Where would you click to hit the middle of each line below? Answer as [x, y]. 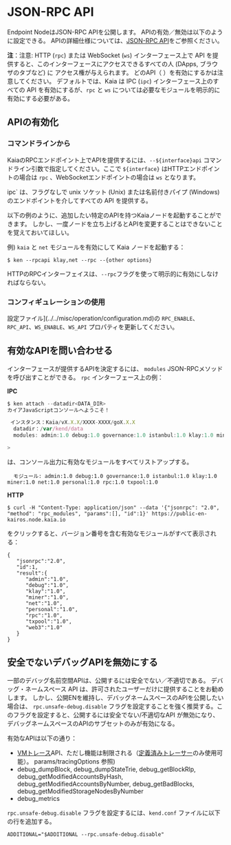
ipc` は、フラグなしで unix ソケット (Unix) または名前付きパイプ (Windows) [113, 192]
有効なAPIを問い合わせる [60, 351]
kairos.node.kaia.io [37, 519]
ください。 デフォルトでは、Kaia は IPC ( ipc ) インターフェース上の [119, 81]
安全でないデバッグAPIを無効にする [82, 663]
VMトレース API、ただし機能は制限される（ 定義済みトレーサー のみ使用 [117, 753]
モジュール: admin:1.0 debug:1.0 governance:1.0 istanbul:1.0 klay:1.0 [115, 476]
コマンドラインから [39, 143]
